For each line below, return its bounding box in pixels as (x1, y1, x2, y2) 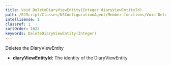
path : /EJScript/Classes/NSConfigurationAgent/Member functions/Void (5, 12, 156, 17)
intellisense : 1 (5, 17, 40, 22)
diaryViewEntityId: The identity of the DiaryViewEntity (12, 55, 128, 61)
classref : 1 (5, 21, 31, 27)
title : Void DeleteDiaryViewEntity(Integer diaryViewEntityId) (5, 7, 142, 13)
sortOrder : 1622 (5, 26, 40, 31)
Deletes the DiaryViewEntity (5, 45, 64, 51)
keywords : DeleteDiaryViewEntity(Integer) (5, 31, 97, 36)
